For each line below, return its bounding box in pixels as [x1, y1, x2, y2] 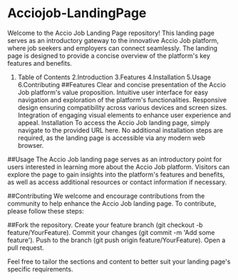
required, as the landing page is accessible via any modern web [17, 134, 205, 142]
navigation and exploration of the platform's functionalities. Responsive [17, 95, 227, 104]
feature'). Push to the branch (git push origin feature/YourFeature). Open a [7, 236, 226, 244]
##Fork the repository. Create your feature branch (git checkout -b [7, 220, 203, 229]
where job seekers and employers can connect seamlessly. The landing [7, 44, 218, 52]
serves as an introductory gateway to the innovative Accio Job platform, [7, 36, 219, 44]
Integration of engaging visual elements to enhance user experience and [17, 111, 232, 119]
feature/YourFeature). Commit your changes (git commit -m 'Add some [7, 228, 215, 236]
